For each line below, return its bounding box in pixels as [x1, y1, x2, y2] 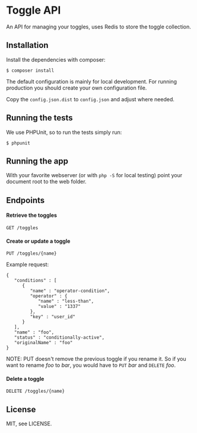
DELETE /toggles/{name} [6, 389, 65, 394]
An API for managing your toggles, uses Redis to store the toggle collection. [6, 23, 191, 30]
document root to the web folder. [6, 178, 87, 185]
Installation [6, 40, 49, 50]
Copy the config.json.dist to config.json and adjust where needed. [6, 95, 175, 102]
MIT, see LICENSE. [6, 420, 52, 427]
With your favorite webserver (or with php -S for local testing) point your [6, 172, 183, 179]
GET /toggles [6, 224, 39, 231]
